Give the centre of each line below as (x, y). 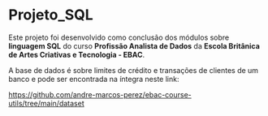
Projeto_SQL (51, 15)
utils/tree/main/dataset (46, 103)
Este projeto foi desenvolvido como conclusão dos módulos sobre (119, 37)
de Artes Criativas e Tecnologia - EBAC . (77, 54)
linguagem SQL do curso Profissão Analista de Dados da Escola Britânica (134, 45)
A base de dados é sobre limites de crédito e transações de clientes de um (133, 70)
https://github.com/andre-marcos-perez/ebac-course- (100, 94)
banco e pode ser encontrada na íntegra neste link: (94, 79)
